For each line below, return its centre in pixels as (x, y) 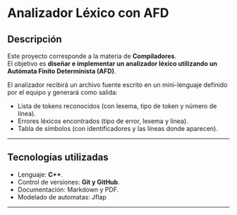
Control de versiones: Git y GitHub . (68, 182)
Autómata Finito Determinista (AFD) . (62, 71)
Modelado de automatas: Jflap (62, 197)
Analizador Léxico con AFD (88, 13)
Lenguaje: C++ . (40, 174)
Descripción (35, 39)
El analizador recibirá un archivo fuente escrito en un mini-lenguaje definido (117, 85)
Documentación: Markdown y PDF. (68, 190)
